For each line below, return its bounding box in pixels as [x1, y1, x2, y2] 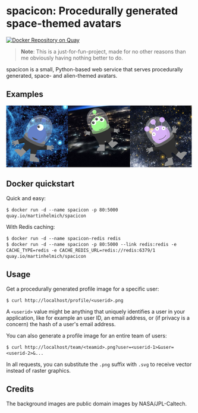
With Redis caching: [6, 223, 55, 230]
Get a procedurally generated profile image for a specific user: [6, 285, 159, 292]
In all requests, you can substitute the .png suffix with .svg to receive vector [6, 361, 192, 368]
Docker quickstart [6, 179, 75, 189]
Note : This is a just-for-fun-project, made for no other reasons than [20, 48, 186, 55]
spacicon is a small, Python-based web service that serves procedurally [6, 65, 183, 72]
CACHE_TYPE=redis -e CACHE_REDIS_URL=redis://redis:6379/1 [6, 247, 156, 253]
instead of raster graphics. [6, 367, 71, 374]
